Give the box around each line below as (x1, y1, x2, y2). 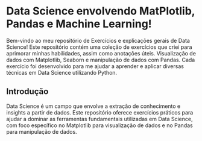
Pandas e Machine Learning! (6, 17, 152, 31)
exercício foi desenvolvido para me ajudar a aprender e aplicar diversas (6, 62, 184, 70)
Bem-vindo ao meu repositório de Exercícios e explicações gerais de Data (6, 37, 190, 44)
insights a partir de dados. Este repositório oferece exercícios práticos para (6, 108, 194, 116)
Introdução (6, 86, 49, 97)
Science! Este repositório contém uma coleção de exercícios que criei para (6, 43, 192, 51)
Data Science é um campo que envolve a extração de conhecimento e (6, 102, 181, 110)
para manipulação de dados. (6, 128, 77, 135)
